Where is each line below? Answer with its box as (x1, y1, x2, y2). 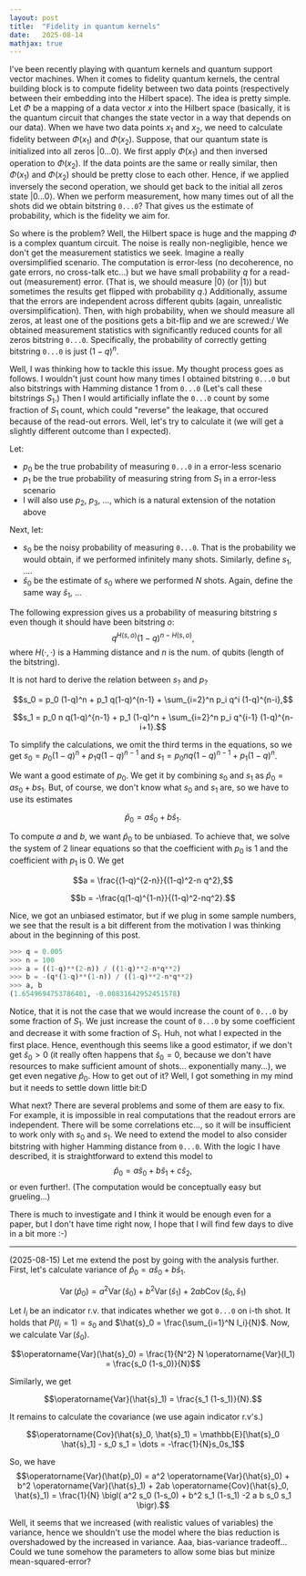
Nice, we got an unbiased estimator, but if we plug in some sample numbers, (9, 909, 297, 921)
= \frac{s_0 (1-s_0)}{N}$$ (105, 1358, 201, 1369)
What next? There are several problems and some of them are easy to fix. (9, 1100, 285, 1111)
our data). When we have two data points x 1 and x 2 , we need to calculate (9, 122, 283, 135)
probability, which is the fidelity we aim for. (9, 211, 170, 222)
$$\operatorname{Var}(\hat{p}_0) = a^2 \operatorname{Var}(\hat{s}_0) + (15, 1470, 291, 1482)
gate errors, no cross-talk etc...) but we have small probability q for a (9, 266, 268, 278)
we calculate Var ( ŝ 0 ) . (9, 1329, 90, 1342)
